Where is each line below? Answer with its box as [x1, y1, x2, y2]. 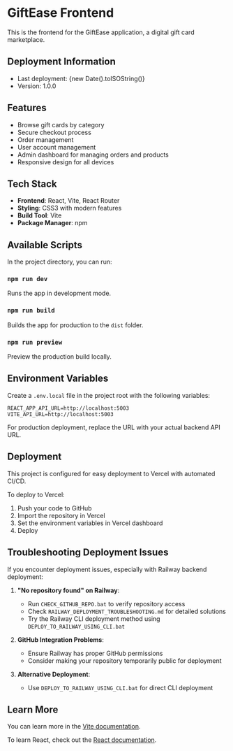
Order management [17, 135, 74, 144]
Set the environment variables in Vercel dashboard [17, 519, 163, 527]
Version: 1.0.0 [17, 82, 57, 90]
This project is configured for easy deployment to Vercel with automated [7, 469, 216, 478]
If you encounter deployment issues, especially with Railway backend [7, 565, 207, 573]
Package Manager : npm [17, 219, 88, 227]
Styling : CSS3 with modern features [17, 204, 122, 213]
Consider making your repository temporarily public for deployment [27, 656, 222, 665]
